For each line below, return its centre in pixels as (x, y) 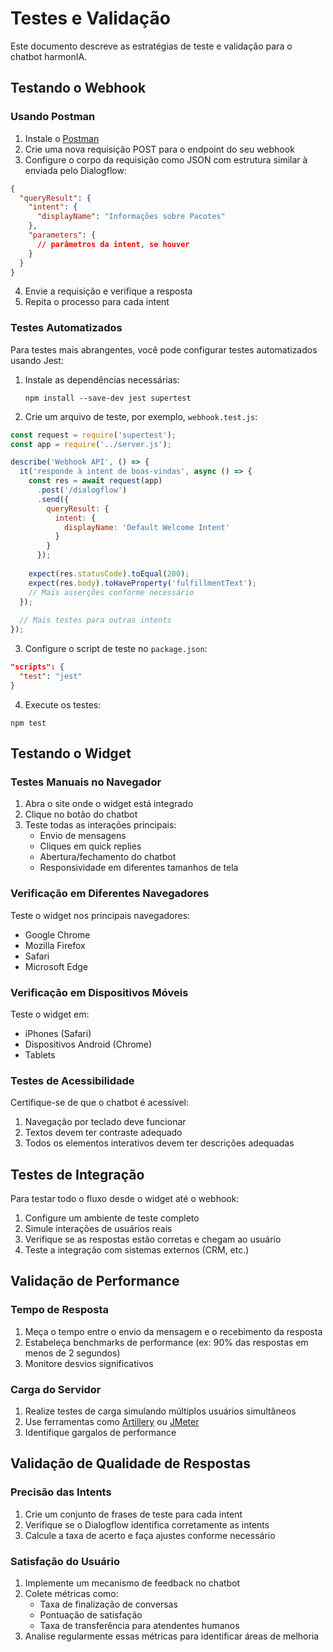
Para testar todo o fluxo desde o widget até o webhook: (125, 1199)
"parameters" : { (62, 235)
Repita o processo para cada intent (97, 302)
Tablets (40, 1054)
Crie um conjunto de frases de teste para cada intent (133, 1514)
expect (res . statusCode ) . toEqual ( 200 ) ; (109, 573)
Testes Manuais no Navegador (86, 782)
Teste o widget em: (50, 1014)
